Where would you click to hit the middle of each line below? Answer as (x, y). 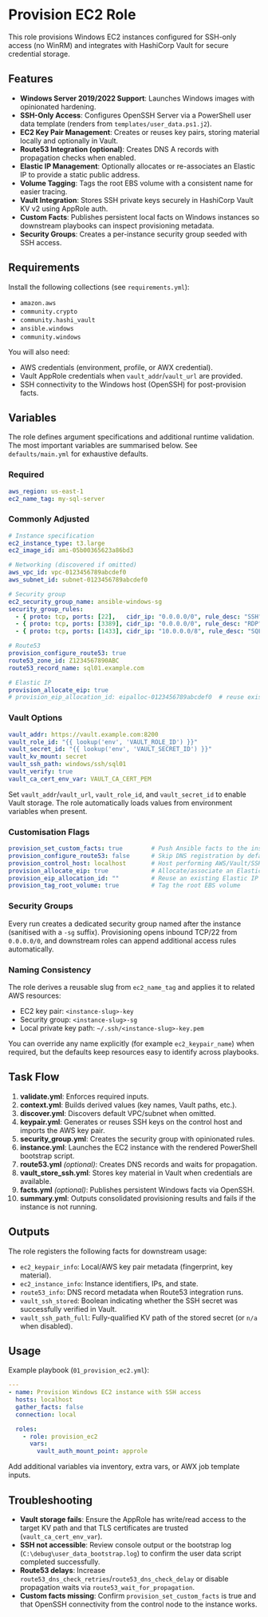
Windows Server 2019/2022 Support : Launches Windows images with (137, 98)
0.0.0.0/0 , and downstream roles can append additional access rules (122, 940)
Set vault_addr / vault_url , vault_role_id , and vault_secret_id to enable (127, 794)
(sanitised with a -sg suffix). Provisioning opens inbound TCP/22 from (123, 932)
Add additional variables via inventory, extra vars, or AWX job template (124, 1467)
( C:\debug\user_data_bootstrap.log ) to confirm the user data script (130, 1553)
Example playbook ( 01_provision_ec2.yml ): (79, 1370)
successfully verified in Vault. (68, 1309)
